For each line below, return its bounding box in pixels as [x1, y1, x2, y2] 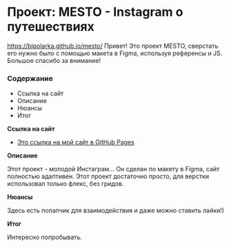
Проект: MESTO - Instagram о [7, 4, 183, 20]
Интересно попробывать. [7, 233, 83, 242]
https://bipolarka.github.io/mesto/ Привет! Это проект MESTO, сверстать [7, 41, 219, 50]
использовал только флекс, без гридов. [7, 180, 124, 188]
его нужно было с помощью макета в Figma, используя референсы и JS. [7, 49, 223, 57]
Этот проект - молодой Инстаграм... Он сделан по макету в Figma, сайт [7, 165, 220, 173]
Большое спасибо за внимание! [7, 56, 101, 64]
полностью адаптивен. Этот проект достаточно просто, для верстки [7, 172, 210, 180]
